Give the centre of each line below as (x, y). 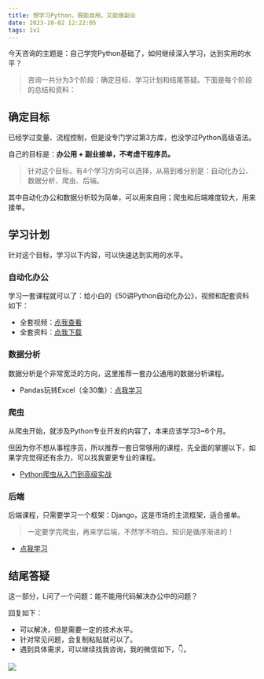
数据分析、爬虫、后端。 (65, 181)
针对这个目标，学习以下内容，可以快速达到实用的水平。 (97, 255)
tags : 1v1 (24, 30)
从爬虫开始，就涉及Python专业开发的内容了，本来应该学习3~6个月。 (119, 430)
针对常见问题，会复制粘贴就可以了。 (78, 639)
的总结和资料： (51, 90)
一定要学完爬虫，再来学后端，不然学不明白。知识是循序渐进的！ (130, 532)
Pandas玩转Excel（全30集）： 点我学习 (81, 389)
